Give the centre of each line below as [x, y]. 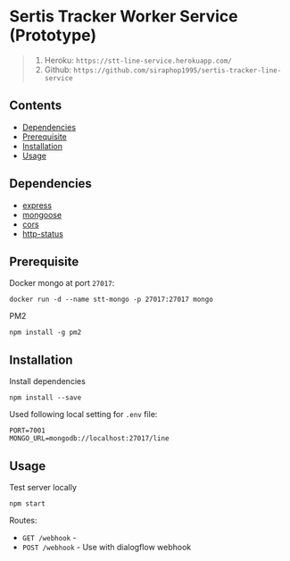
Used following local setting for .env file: [83, 414]
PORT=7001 [28, 431]
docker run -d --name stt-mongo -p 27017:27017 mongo [112, 300]
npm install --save [46, 398]
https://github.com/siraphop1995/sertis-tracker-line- [178, 70]
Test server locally [43, 487]
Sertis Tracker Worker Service [124, 17]
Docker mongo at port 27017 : [62, 283]
